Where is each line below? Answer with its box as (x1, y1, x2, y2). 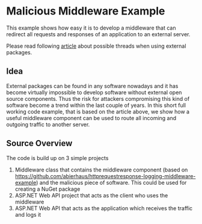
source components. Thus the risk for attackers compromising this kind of (6, 95, 190, 102)
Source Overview (6, 138, 73, 149)
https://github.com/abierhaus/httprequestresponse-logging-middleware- (14, 172, 196, 179)
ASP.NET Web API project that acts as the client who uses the (14, 191, 168, 199)
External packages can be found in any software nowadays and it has (6, 82, 179, 89)
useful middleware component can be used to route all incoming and (6, 114, 177, 121)
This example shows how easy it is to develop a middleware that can (6, 24, 176, 31)
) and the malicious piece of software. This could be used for (35, 179, 187, 186)
